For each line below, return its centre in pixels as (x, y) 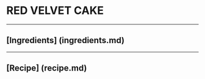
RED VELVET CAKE (55, 11)
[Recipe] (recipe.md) (47, 68)
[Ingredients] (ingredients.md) (66, 40)
